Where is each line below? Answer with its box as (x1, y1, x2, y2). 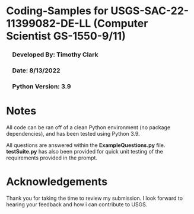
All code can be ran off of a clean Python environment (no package (6, 123, 171, 131)
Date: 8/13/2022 (12, 66, 61, 75)
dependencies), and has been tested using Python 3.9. (6, 130, 141, 137)
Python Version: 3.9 (12, 82, 71, 90)
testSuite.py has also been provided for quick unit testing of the (6, 148, 163, 155)
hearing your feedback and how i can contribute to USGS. (6, 200, 148, 208)
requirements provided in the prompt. (6, 154, 98, 161)
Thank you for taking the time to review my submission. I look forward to (6, 194, 183, 202)
